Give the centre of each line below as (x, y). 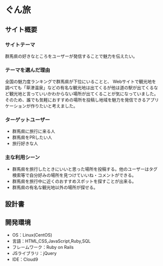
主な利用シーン (22, 158)
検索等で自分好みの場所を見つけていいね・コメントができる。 (74, 175)
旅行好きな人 (25, 143)
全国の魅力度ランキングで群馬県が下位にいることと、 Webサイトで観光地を (81, 82)
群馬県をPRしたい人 (32, 138)
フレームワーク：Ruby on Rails (43, 247)
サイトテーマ (20, 44)
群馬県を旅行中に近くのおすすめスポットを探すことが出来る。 (74, 181)
